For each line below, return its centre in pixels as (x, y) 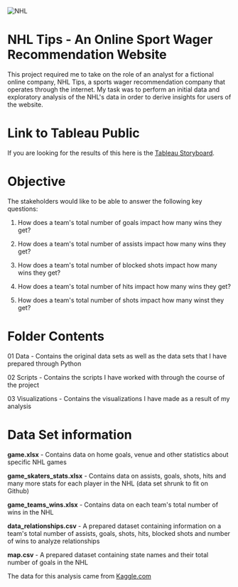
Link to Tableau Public (74, 133)
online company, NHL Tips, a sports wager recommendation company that (117, 82)
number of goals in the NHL (48, 562)
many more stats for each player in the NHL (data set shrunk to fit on (108, 483)
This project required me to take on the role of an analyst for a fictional (111, 74)
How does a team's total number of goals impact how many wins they (120, 222)
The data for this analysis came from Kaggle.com (79, 576)
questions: (23, 209)
